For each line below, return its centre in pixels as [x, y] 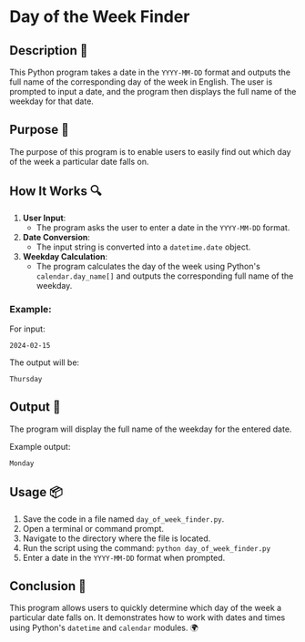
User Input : [44, 218]
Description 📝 [49, 51]
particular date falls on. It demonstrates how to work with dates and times [147, 617]
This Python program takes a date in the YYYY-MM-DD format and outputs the [150, 72]
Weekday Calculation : [65, 256]
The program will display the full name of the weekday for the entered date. [151, 429]
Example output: [40, 446]
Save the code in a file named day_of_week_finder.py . [123, 519]
